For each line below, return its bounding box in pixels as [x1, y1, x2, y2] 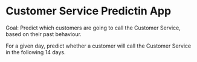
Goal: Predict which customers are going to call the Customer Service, [5, 24, 181, 31]
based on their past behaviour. [5, 30, 82, 37]
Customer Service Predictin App [5, 4, 172, 18]
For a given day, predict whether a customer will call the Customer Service [5, 42, 192, 49]
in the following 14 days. [5, 48, 66, 55]
